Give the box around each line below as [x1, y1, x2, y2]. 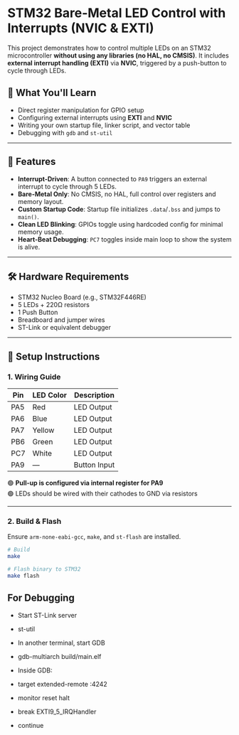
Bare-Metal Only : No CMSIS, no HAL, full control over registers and [17, 190, 216, 198]
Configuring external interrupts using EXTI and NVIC [17, 113, 173, 122]
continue [17, 721, 44, 729]
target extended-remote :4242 [17, 680, 108, 688]
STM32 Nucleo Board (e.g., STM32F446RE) [17, 293, 147, 301]
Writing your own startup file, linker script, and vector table [17, 121, 191, 129]
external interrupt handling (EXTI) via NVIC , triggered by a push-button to [7, 58, 227, 67]
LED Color [32, 390, 68, 400]
